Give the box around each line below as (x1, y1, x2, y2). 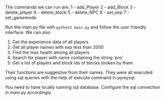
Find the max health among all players (12, 49, 90, 55)
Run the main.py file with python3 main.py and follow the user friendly (5, 24, 146, 30)
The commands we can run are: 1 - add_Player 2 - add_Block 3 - (5, 4, 136, 10)
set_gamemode (5, 15, 36, 20)
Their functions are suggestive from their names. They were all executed (5, 69, 153, 75)
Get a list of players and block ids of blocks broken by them (12, 60, 133, 66)
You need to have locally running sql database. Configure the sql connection (5, 84, 161, 90)
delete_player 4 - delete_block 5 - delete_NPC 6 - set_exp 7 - (5, 9, 130, 15)
